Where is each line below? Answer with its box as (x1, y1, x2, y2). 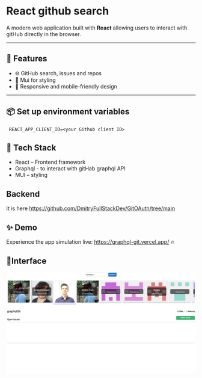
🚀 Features (6, 54, 47, 64)
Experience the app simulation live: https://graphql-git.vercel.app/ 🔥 (6, 238, 175, 245)
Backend (6, 188, 40, 199)
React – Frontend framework (14, 158, 86, 166)
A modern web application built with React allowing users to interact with (6, 24, 188, 31)
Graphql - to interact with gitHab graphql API (14, 165, 126, 172)
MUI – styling (14, 172, 48, 179)
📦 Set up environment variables (6, 107, 130, 117)
